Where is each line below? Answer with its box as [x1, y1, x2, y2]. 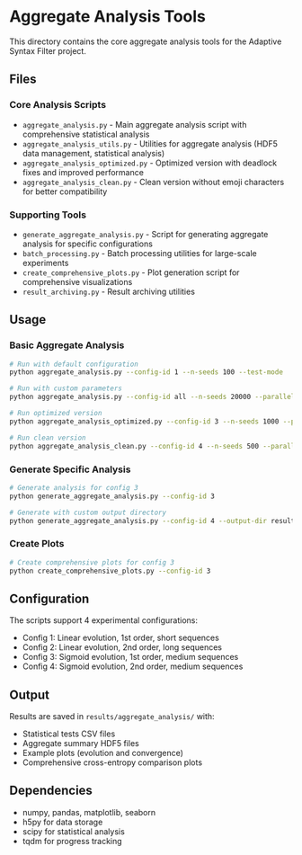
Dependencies [9, 783, 93, 798]
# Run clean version [9, 433, 87, 442]
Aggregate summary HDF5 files [22, 738, 139, 749]
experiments [22, 257, 69, 268]
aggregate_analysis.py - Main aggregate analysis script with [22, 119, 247, 129]
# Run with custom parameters [9, 384, 123, 393]
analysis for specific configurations [22, 238, 153, 249]
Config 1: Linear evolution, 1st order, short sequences [22, 632, 220, 644]
